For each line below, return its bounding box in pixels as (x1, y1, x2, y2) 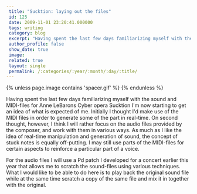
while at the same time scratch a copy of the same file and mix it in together (6, 175, 189, 182)
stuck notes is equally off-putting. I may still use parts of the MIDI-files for (6, 139, 185, 146)
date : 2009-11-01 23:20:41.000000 (8, 19, 93, 25)
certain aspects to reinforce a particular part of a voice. (6, 145, 140, 153)
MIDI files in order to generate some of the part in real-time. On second (6, 115, 178, 122)
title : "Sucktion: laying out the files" (8, 8, 111, 15)
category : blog (8, 30, 46, 36)
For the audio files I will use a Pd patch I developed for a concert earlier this (6, 157, 189, 164)
